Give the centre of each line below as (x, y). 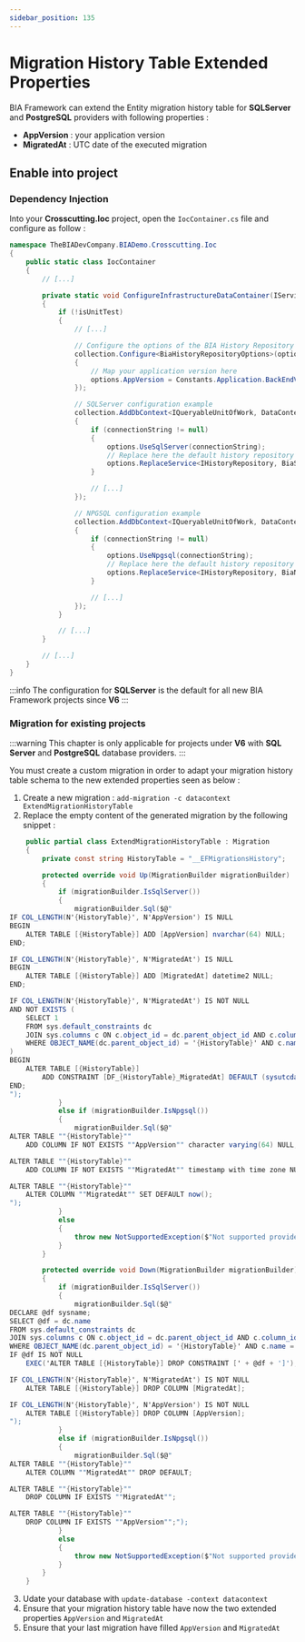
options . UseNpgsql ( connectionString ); (180, 556)
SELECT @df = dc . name (50, 1321)
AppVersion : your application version (93, 135)
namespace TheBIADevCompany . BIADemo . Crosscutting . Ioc (113, 245)
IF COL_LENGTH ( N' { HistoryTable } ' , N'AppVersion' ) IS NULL (121, 917)
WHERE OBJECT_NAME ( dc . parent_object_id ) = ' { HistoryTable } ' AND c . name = (152, 1347)
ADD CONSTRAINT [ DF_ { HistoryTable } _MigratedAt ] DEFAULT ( (154, 1077)
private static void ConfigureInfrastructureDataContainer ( (158, 295)
